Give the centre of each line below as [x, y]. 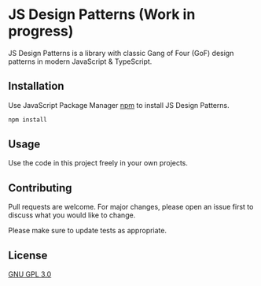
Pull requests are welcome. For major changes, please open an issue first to [131, 207]
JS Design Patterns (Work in [102, 15]
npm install [28, 120]
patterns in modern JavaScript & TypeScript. [80, 61]
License [28, 255]
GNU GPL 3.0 [30, 274]
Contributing [40, 188]
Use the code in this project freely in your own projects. [98, 163]
